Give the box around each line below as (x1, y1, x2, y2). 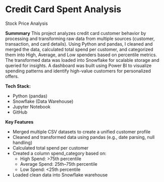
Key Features (5, 119, 34, 125)
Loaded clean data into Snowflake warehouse (12, 171, 108, 178)
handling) (12, 139, 33, 145)
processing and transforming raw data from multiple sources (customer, (5, 35, 155, 42)
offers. (5, 73, 19, 79)
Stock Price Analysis (5, 20, 48, 26)
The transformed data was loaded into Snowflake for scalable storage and (5, 57, 159, 63)
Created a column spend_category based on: (12, 150, 107, 156)
